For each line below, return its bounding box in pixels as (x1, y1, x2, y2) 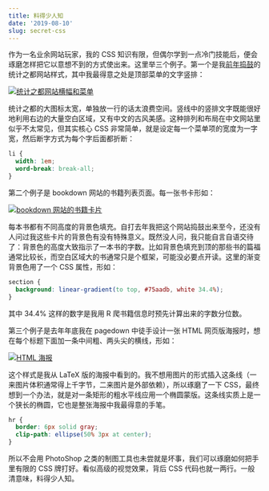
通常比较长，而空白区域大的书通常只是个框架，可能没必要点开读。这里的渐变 (8, 252, 261, 262)
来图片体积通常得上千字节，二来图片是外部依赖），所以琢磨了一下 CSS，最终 (8, 379, 260, 389)
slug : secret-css (8, 26, 66, 34)
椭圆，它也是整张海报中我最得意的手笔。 (35, 400, 170, 409)
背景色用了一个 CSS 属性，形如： (8, 262, 118, 271)
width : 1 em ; (15, 157, 56, 165)
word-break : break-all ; (15, 165, 94, 173)
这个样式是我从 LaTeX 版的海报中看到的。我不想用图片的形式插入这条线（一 (8, 370, 257, 379)
